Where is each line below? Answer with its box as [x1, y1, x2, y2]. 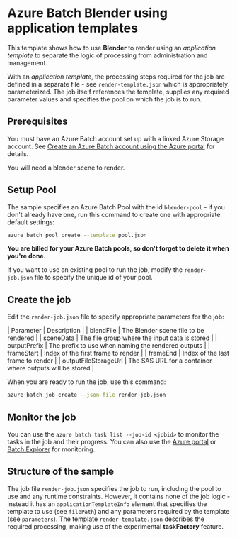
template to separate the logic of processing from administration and [7, 51, 208, 60]
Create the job [7, 293, 71, 306]
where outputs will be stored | [7, 364, 94, 373]
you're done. [7, 252, 46, 260]
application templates [7, 20, 138, 36]
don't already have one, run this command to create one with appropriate [7, 210, 221, 219]
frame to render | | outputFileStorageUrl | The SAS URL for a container [7, 356, 212, 365]
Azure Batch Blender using [7, 5, 168, 21]
